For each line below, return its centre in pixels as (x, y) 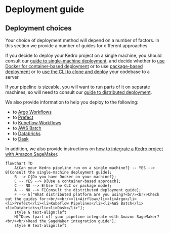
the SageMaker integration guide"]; (78, 221)
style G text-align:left (40, 212)
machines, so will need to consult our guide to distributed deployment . (79, 92)
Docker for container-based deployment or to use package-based (74, 66)
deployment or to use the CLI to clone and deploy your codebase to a (78, 72)
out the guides (21, 199)
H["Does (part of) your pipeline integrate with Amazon (75, 217)
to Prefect (23, 117)
